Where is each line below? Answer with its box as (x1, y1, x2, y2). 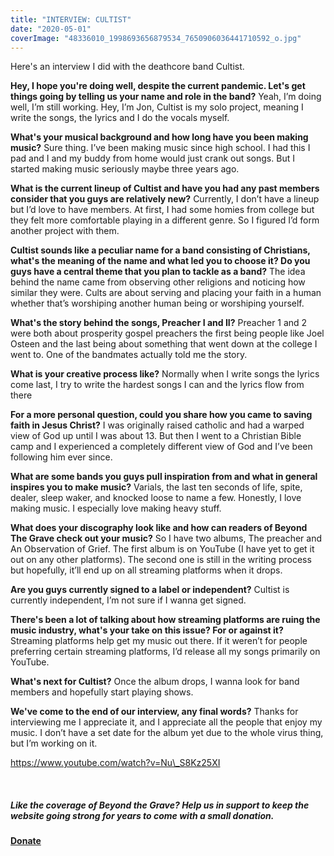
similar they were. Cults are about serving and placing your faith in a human (10, 287, 322, 299)
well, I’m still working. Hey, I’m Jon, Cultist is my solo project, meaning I (10, 101, 304, 113)
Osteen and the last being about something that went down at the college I (10, 338, 318, 350)
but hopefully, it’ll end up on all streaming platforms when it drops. (10, 564, 283, 576)
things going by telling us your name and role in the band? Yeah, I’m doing (10, 91, 322, 103)
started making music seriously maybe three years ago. (10, 163, 240, 175)
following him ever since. (10, 451, 113, 463)
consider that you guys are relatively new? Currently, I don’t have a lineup (10, 193, 320, 205)
